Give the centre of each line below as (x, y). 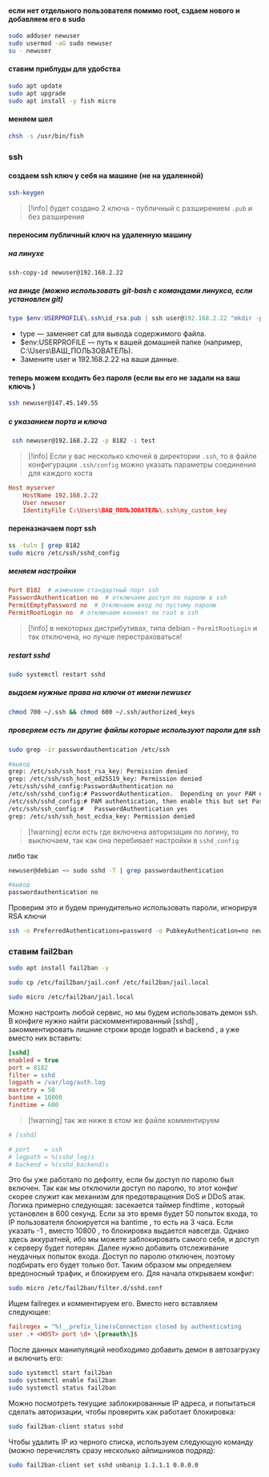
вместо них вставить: (45, 1038)
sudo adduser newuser (44, 36)
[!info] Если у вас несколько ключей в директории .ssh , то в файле (143, 456)
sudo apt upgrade (37, 93)
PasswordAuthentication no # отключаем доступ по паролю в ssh (118, 598)
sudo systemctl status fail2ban (62, 1388)
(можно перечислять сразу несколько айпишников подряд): (112, 1450)
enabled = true (34, 1060)
